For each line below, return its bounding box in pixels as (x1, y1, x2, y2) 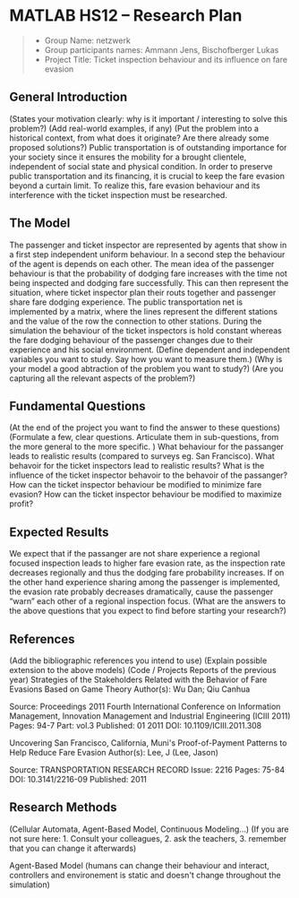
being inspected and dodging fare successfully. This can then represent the (9, 277, 289, 288)
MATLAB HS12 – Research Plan (9, 5, 243, 26)
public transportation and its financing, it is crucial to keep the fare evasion (9, 170, 285, 181)
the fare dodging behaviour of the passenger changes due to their (9, 334, 253, 345)
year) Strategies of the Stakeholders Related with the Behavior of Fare (9, 674, 268, 685)
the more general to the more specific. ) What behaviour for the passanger (9, 441, 285, 453)
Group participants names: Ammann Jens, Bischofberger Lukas (44, 44, 279, 55)
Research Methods (9, 799, 117, 816)
